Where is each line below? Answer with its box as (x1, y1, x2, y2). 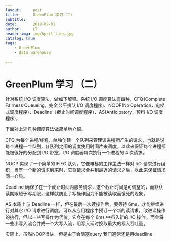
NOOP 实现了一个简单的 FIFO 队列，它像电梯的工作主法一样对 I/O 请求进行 (5, 160, 161, 167)
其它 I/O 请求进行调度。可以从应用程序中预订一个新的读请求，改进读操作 (14, 207, 166, 214)
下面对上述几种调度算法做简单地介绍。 (5, 126, 85, 132)
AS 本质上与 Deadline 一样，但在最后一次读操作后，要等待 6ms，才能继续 (5, 201, 160, 207)
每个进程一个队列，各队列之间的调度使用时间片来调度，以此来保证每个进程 (5, 143, 161, 149)
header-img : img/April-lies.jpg (5, 31, 74, 36)
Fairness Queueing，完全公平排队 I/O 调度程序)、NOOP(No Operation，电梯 (5, 102, 165, 109)
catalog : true (5, 36, 36, 41)
